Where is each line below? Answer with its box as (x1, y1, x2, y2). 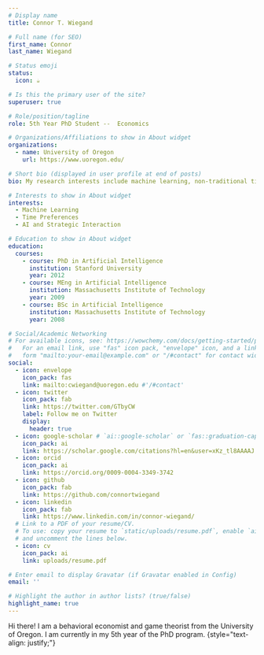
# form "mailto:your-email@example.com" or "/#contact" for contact (8, 352, 244, 360)
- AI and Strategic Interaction (15, 221, 122, 229)
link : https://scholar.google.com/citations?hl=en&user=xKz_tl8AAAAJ (22, 446, 255, 455)
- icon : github (15, 476, 65, 484)
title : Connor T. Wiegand (8, 19, 93, 27)
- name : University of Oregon (15, 149, 114, 157)
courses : (15, 250, 44, 257)
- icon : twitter (15, 388, 68, 396)
